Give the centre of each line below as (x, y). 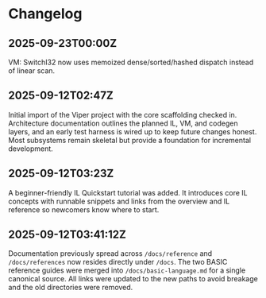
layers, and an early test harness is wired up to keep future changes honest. (133, 131)
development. (31, 149)
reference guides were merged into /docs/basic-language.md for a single (127, 270)
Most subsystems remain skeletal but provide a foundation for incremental (130, 140)
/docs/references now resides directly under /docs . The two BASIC (118, 262)
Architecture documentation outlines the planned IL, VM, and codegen (123, 123)
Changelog (45, 14)
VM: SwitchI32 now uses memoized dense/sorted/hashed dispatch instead (131, 62)
